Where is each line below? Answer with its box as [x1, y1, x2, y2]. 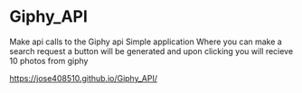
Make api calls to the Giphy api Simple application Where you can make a [9, 36, 282, 47]
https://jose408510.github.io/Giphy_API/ [9, 72, 158, 83]
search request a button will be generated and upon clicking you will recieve [9, 45, 294, 56]
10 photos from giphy [9, 55, 89, 66]
